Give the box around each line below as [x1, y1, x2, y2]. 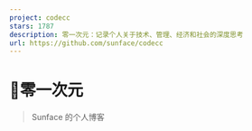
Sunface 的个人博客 [31, 112, 106, 123]
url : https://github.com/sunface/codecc [9, 38, 164, 48]
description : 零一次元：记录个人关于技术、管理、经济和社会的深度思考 [9, 30, 244, 39]
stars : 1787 [9, 22, 54, 31]
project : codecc [9, 13, 70, 23]
